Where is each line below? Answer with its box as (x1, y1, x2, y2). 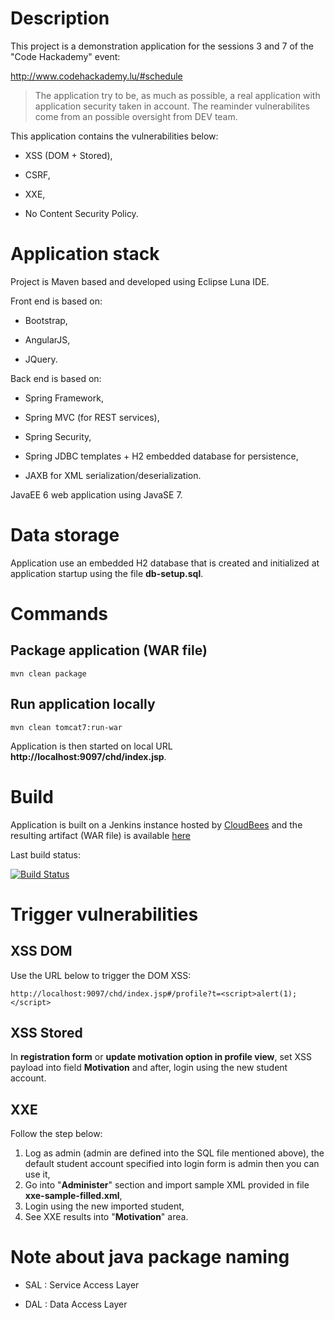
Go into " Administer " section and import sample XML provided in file (24, 1179, 310, 1191)
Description (10, 7, 110, 30)
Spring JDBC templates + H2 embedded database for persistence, (24, 450, 299, 462)
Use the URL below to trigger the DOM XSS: (10, 969, 192, 981)
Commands (10, 603, 109, 625)
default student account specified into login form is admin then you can (24, 1158, 320, 1170)
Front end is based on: (10, 295, 103, 307)
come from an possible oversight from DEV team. (34, 110, 238, 122)
